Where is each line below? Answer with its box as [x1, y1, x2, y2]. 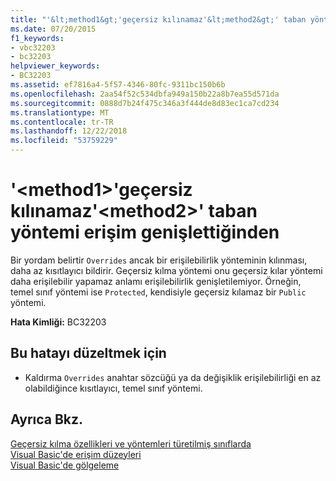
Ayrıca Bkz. [10, 411, 84, 428]
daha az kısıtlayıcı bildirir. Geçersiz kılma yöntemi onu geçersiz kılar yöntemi [10, 264, 323, 276]
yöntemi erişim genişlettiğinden [10, 221, 280, 244]
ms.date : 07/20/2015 [10, 24, 97, 34]
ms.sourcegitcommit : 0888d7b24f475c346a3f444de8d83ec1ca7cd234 [10, 98, 280, 108]
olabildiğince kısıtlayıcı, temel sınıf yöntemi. [24, 382, 203, 394]
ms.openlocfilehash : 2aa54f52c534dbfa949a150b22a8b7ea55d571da [10, 89, 280, 99]
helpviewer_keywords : [10, 61, 101, 71]
